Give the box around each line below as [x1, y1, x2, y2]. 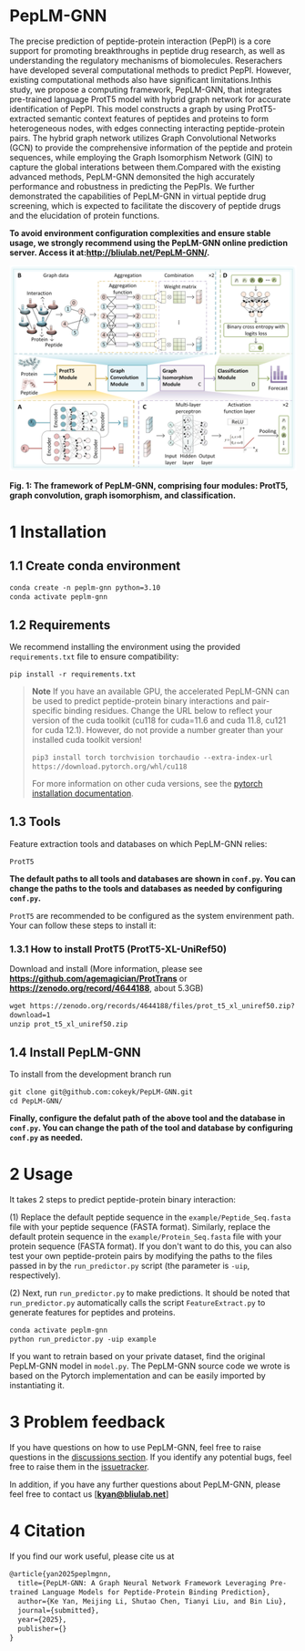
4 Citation [9, 1521, 86, 1541]
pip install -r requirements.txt [9, 670, 137, 679]
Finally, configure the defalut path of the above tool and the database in [9, 1112, 286, 1123]
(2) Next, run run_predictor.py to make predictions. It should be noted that [9, 1287, 290, 1298]
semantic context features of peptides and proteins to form [46, 113, 269, 124]
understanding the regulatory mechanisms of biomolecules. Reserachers [9, 55, 283, 66]
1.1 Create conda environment [9, 558, 181, 573]
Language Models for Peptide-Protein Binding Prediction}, [42, 1587, 271, 1596]
